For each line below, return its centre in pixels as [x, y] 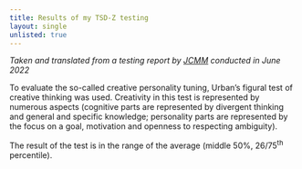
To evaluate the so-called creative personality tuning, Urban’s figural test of [151, 88]
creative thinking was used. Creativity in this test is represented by [135, 97]
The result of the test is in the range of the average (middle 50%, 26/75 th [146, 144]
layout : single [38, 26]
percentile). [31, 155]
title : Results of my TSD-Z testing [79, 18]
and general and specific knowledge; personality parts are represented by [149, 117]
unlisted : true [38, 35]
